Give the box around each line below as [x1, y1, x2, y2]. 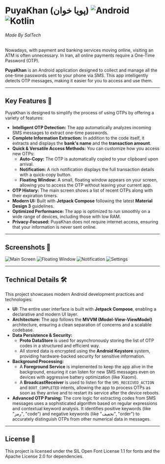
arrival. [19, 161, 34, 167]
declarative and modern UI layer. [12, 311, 79, 317]
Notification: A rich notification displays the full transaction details [19, 167, 155, 173]
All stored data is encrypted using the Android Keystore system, [19, 348, 151, 354]
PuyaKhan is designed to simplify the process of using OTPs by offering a [5, 110, 154, 116]
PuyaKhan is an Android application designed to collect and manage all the [5, 67, 158, 73]
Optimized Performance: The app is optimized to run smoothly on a [12, 209, 151, 214]
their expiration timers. [12, 193, 58, 199]
